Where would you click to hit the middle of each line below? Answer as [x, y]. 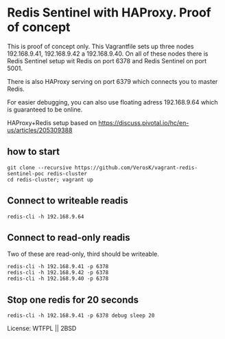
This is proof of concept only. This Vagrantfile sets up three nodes [100, 46]
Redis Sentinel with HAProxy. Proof [109, 13]
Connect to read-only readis [69, 238]
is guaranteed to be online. [45, 109]
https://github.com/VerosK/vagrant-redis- [136, 167]
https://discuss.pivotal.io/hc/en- [144, 122]
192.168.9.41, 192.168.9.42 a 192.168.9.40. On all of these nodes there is [108, 54]
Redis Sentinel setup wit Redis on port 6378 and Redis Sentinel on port [107, 61]
